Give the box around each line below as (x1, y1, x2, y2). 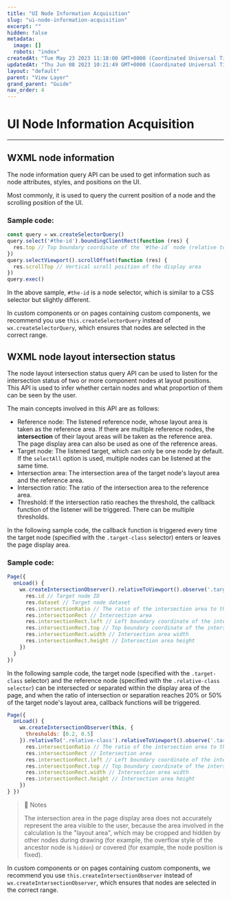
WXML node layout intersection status (7, 351, 176, 362)
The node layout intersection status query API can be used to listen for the (7, 369, 218, 377)
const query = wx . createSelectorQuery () (7, 231, 125, 238)
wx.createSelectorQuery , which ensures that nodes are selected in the (7, 324, 206, 332)
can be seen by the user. (7, 391, 78, 399)
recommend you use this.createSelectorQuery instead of (7, 316, 171, 325)
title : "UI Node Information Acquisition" (7, 10, 131, 17)
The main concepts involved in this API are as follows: (7, 404, 160, 413)
